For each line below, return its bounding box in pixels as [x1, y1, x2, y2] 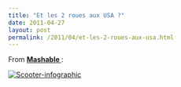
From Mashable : [8, 55, 64, 64]
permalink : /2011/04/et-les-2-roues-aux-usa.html [8, 33, 175, 42]
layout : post [8, 26, 51, 34]
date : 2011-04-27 [8, 19, 65, 27]
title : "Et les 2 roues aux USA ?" [8, 11, 125, 20]
